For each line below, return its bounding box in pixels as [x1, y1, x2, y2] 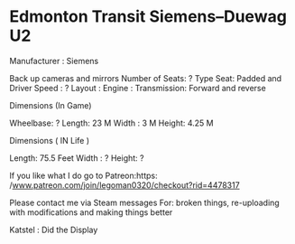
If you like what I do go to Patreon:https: [9, 170, 158, 181]
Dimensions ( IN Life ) [9, 135, 90, 145]
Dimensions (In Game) [9, 99, 92, 110]
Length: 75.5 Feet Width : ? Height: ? [9, 152, 144, 164]
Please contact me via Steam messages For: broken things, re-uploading [9, 197, 280, 208]
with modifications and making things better [9, 206, 173, 218]
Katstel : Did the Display [9, 224, 98, 235]
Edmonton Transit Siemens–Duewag [9, 6, 287, 27]
